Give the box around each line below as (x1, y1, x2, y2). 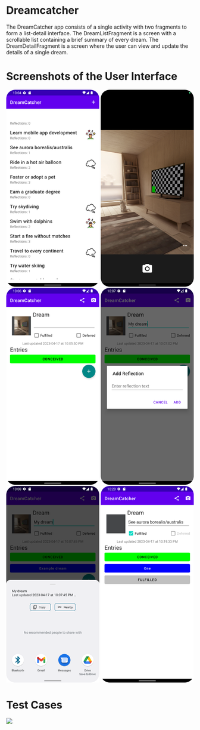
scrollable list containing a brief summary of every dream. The (6, 36, 159, 43)
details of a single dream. (6, 48, 68, 56)
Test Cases (6, 698, 62, 711)
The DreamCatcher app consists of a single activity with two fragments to (6, 23, 187, 30)
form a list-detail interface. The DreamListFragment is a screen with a (6, 29, 177, 36)
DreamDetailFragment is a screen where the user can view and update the (6, 42, 189, 50)
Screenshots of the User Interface (6, 70, 177, 84)
